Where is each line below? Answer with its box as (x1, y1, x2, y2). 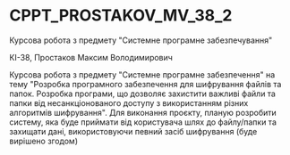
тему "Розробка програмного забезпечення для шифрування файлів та (9, 78, 282, 89)
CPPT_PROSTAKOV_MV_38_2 (9, 5, 233, 26)
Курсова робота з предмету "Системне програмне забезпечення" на (9, 69, 276, 80)
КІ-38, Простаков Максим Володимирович (9, 52, 173, 62)
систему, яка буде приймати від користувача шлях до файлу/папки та (9, 117, 277, 127)
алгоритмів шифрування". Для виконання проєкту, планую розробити (9, 107, 277, 118)
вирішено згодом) (9, 135, 79, 146)
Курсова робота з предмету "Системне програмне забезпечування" (9, 35, 273, 45)
